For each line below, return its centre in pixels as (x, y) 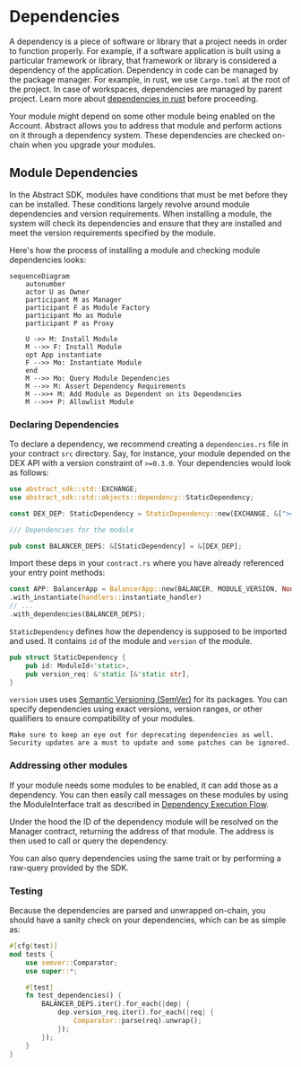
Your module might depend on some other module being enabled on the (142, 116)
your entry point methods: (57, 573)
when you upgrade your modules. (94, 145)
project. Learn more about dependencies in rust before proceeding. (134, 98)
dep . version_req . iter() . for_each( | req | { (136, 1012)
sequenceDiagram (39, 276)
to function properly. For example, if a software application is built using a (145, 50)
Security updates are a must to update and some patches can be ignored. (150, 743)
